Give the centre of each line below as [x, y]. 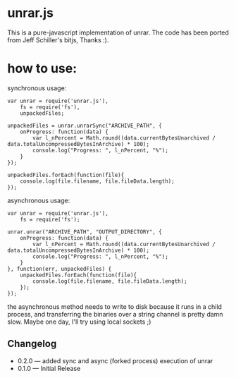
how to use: [42, 69]
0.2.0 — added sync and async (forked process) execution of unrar [115, 360]
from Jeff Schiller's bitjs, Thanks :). [58, 39]
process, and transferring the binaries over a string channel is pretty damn [115, 314]
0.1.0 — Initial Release [49, 368]
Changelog [32, 344]
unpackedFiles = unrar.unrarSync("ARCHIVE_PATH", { [85, 126]
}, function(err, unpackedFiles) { [60, 269]
